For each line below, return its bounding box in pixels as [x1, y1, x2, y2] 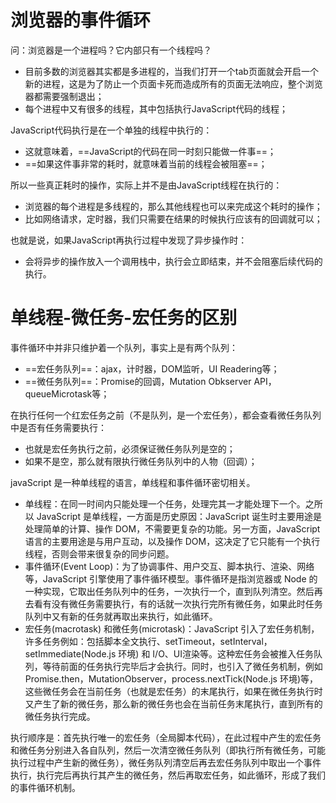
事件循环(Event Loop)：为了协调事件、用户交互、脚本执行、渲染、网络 [24, 560, 315, 572]
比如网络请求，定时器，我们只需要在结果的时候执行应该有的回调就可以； [24, 212, 323, 225]
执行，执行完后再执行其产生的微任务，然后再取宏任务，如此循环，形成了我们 [10, 769, 326, 781]
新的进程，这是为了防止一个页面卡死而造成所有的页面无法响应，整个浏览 [24, 77, 323, 90]
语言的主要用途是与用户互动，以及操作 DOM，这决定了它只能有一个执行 [24, 535, 321, 547]
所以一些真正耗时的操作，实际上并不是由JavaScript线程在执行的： [10, 179, 283, 191]
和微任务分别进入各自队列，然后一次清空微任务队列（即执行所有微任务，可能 [10, 744, 326, 756]
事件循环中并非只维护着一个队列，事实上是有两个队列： [10, 341, 238, 353]
